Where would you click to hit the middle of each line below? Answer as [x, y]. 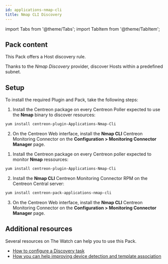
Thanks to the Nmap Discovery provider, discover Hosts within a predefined [84, 66]
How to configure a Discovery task [48, 251]
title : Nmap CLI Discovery [34, 15]
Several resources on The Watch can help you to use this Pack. [71, 241]
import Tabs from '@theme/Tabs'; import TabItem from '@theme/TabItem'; [83, 29]
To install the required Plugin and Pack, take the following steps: [72, 100]
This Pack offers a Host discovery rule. [46, 57]
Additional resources [39, 229]
